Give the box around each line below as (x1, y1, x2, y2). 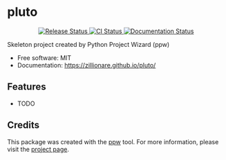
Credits (7, 119, 40, 131)
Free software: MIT (17, 53, 72, 62)
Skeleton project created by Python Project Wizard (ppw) (7, 40, 170, 48)
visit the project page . (7, 145, 69, 153)
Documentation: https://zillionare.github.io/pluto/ (17, 61, 156, 69)
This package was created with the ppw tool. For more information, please (7, 137, 219, 146)
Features (7, 81, 46, 93)
